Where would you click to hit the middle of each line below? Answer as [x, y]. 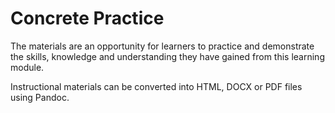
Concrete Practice [87, 18]
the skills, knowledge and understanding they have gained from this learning [167, 56]
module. [27, 67]
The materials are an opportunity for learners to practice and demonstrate [162, 46]
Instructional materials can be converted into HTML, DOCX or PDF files [156, 86]
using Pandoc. [40, 97]
